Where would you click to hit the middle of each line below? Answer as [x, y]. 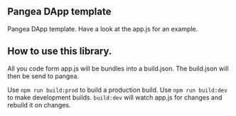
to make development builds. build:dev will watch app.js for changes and [115, 97]
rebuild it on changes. [39, 105]
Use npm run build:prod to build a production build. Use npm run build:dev [117, 90]
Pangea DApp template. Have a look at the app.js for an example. [103, 28]
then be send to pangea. [43, 76]
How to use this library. [60, 52]
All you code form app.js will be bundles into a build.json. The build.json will [118, 68]
